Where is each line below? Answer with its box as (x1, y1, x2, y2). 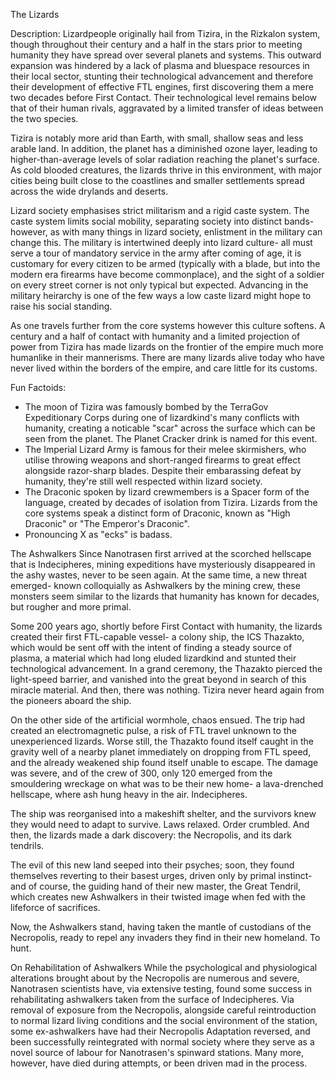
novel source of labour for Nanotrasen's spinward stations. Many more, (10, 1047, 305, 1058)
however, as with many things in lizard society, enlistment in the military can (10, 226, 323, 238)
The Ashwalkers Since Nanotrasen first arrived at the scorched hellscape (10, 548, 312, 559)
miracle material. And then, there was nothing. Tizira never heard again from (10, 684, 325, 696)
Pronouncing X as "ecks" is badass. (24, 529, 173, 540)
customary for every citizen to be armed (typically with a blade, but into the (10, 258, 321, 269)
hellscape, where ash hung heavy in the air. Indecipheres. (10, 789, 248, 800)
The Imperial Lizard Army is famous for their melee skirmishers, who (24, 444, 307, 455)
